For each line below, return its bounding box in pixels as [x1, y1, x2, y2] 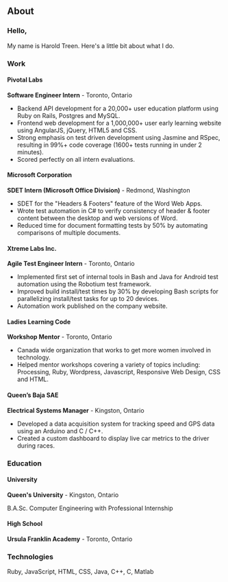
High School [7, 520, 43, 528]
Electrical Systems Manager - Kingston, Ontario [7, 406, 145, 414]
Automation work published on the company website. [16, 302, 168, 311]
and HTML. [16, 375, 49, 383]
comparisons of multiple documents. [16, 229, 121, 237]
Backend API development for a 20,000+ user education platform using [16, 104, 219, 112]
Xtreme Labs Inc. [7, 244, 57, 252]
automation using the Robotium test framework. [16, 280, 152, 289]
